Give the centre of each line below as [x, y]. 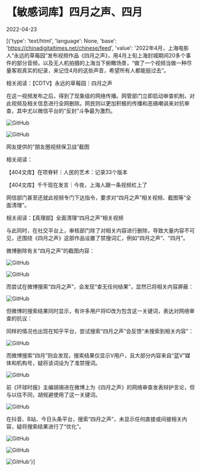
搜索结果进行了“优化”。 [56, 426]
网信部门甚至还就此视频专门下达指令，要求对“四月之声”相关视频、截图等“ [96, 197]
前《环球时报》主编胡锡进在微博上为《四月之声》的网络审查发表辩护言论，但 [100, 387]
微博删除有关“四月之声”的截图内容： [51, 250]
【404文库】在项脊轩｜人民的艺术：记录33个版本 [67, 172]
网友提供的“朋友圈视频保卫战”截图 [48, 147]
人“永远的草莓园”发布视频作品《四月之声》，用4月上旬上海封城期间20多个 [96, 55]
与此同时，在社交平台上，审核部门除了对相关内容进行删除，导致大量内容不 [98, 230]
